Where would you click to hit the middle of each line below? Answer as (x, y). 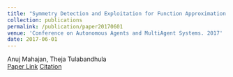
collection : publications (45, 20)
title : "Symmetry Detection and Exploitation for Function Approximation (117, 14)
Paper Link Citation (35, 67)
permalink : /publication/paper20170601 (65, 26)
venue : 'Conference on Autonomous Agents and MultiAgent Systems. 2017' (115, 33)
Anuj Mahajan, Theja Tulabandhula (57, 59)
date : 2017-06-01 (32, 40)
